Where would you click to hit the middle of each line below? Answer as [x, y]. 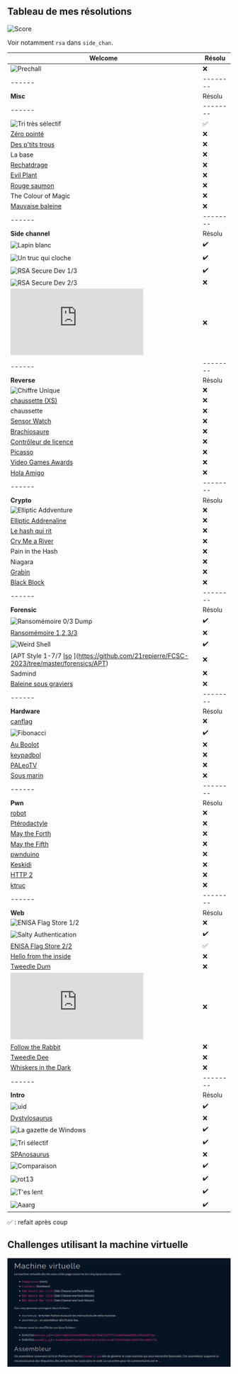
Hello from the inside [41, 956]
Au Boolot [25, 744]
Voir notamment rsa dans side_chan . [60, 43]
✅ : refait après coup [38, 1222]
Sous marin [27, 776]
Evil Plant [24, 175]
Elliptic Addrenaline [39, 520]
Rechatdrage [29, 165]
